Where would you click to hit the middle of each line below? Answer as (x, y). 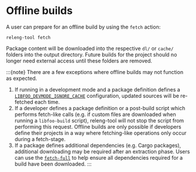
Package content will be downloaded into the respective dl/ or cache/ (90, 48)
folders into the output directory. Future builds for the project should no (92, 54)
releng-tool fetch (28, 37)
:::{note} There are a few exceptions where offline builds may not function (95, 72)
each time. (47, 102)
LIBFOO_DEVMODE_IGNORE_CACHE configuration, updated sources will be (97, 96)
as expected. (22, 78)
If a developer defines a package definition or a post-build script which (100, 108)
